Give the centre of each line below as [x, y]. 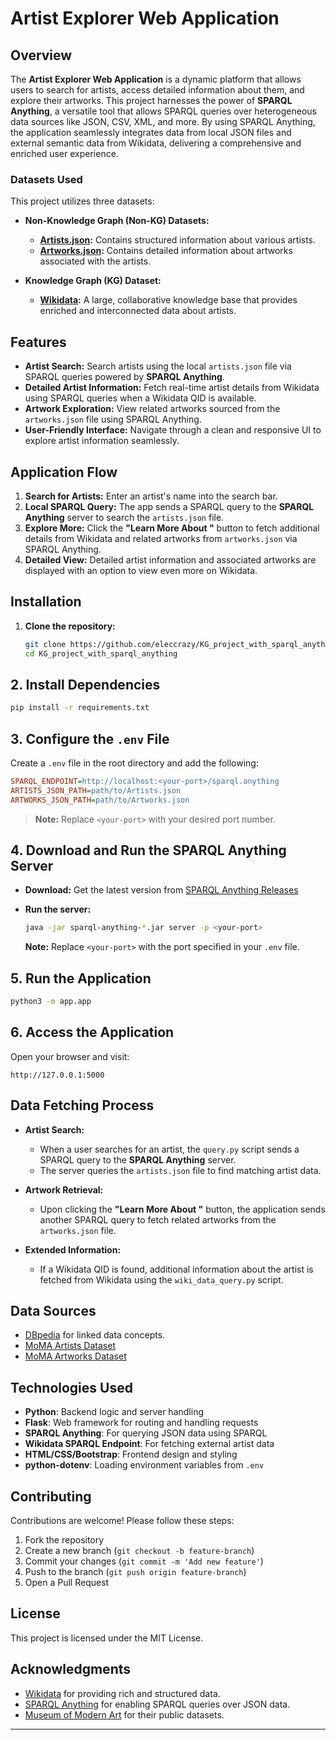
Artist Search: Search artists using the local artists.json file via [158, 366]
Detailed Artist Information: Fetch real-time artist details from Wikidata [172, 388]
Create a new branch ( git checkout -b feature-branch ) [139, 1551]
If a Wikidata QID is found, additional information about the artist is [176, 1269]
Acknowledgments [71, 1669]
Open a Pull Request [67, 1583]
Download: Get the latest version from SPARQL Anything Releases [161, 890]
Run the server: [58, 909]
